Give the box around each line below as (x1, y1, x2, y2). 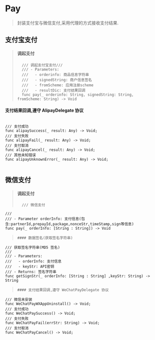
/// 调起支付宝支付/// (22, 63, 63, 68)
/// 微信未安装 (5, 297, 33, 302)
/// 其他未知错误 (5, 152, 36, 158)
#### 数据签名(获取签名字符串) (17, 236, 73, 240)
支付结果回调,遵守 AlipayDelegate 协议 (5, 107, 84, 113)
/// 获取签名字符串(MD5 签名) (5, 245, 60, 250)
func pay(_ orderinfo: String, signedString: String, (22, 92, 134, 97)
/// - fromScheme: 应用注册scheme (22, 82, 94, 88)
